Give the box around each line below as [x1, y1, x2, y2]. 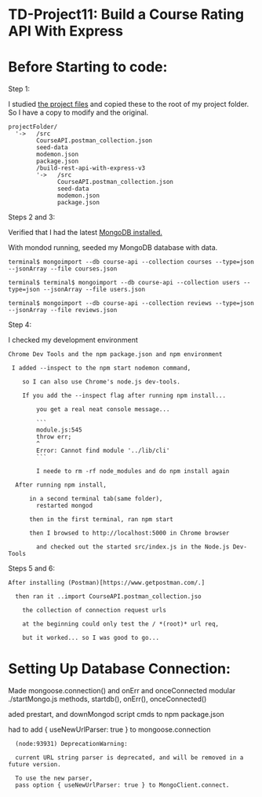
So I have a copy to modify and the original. [8, 108, 149, 117]
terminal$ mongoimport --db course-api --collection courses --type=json [8, 258, 255, 266]
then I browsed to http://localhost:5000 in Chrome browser [28, 529, 230, 538]
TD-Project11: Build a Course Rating [8, 6, 245, 24]
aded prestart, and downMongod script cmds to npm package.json [8, 710, 225, 719]
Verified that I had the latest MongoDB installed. [8, 228, 163, 237]
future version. [8, 761, 61, 769]
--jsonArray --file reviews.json [8, 307, 118, 314]
